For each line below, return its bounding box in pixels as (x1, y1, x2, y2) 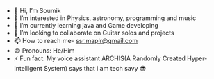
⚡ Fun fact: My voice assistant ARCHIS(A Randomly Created (13, 54, 186, 62)
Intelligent (13, 64, 43, 72)
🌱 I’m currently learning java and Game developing (13, 21, 158, 29)
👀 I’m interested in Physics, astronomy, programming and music (13, 14, 197, 22)
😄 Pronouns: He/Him (13, 46, 75, 55)
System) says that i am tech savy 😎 (44, 64, 147, 72)
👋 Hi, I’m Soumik (13, 7, 61, 15)
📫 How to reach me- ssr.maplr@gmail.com (13, 37, 138, 44)
